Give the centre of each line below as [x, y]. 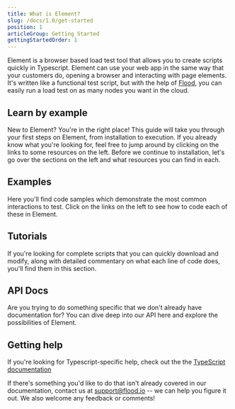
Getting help [35, 345]
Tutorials [27, 237]
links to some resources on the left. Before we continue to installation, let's [116, 152]
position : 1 [25, 27]
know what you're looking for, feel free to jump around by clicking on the [113, 144]
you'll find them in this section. [52, 268]
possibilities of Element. [42, 323]
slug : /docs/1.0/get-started [50, 21]
